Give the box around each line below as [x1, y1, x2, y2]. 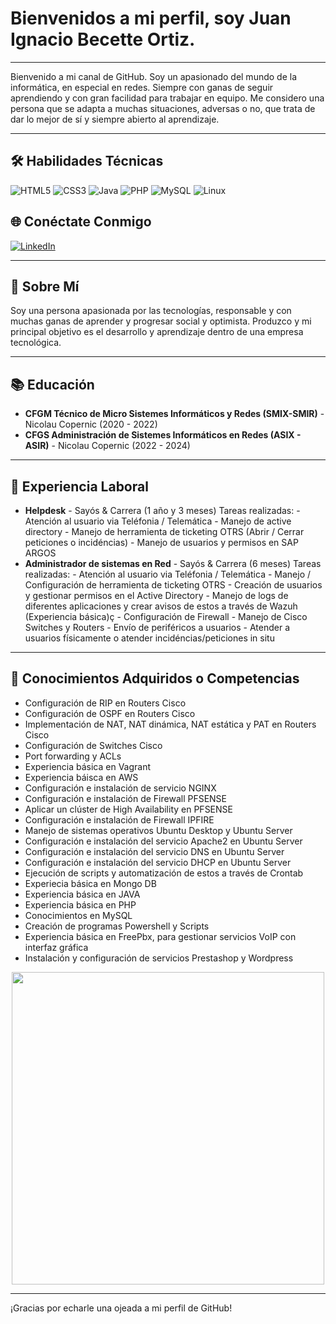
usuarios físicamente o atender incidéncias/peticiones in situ [24, 632, 275, 644]
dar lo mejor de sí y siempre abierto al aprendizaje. [10, 113, 220, 125]
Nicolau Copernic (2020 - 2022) [24, 418, 158, 431]
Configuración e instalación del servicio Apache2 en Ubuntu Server [24, 835, 303, 847]
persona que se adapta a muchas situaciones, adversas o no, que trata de [10, 102, 316, 114]
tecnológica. [10, 337, 62, 349]
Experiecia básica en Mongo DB [24, 877, 157, 889]
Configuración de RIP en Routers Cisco [24, 697, 187, 709]
